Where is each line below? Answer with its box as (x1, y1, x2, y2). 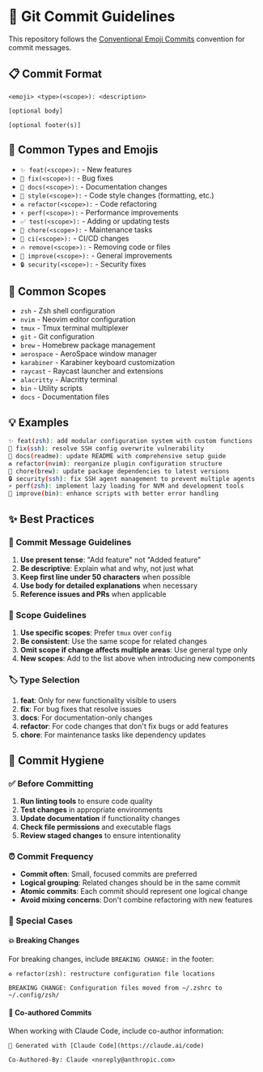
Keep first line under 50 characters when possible (19, 572, 191, 581)
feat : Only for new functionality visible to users (19, 696, 177, 705)
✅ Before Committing (8, 777, 94, 789)
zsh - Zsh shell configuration (19, 306, 116, 316)
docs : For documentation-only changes (19, 713, 153, 723)
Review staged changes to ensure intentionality (19, 831, 181, 840)
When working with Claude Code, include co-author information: (8, 1026, 224, 1036)
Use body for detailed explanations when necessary (19, 581, 198, 590)
